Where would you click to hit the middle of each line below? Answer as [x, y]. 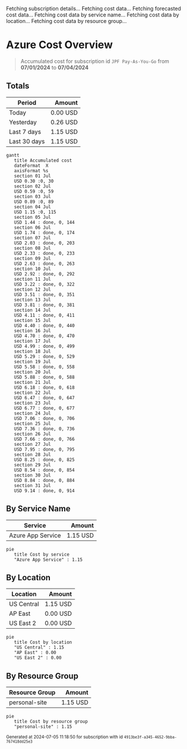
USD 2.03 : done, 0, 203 [44, 243]
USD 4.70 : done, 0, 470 [44, 336]
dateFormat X [31, 165]
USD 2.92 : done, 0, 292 [44, 274]
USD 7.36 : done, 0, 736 [44, 429]
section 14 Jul [32, 310]
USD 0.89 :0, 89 [34, 202]
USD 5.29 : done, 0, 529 [44, 356]
